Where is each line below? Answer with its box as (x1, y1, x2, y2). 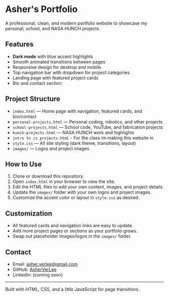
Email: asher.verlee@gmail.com (12, 261, 78, 267)
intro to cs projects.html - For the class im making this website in (12, 135, 154, 141)
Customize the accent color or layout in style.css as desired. (12, 194, 140, 201)
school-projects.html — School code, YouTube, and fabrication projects (12, 124, 163, 130)
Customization (5, 209, 53, 218)
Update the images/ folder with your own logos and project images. (12, 189, 152, 195)
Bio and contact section (12, 80, 62, 86)
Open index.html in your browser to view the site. (12, 178, 116, 184)
